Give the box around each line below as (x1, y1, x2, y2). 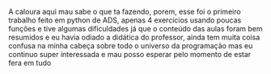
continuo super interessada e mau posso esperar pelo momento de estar (8, 50, 252, 59)
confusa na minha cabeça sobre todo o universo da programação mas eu (8, 41, 253, 51)
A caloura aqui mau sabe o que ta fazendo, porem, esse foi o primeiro (8, 7, 241, 16)
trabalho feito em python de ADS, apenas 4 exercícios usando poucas (8, 15, 242, 25)
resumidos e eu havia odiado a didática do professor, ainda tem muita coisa (8, 32, 260, 42)
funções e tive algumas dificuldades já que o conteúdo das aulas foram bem (8, 24, 263, 33)
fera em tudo (8, 58, 52, 68)
